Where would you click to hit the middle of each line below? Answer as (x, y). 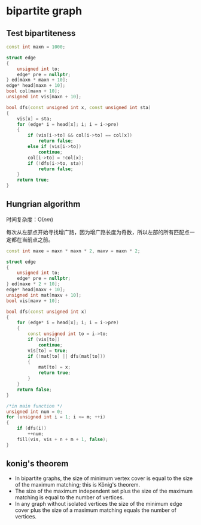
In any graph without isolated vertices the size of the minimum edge (98, 503)
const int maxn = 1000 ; (36, 47)
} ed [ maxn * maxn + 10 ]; (37, 80)
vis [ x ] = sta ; (34, 119)
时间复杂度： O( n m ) (30, 219)
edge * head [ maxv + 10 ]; (36, 290)
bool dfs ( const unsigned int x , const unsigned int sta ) (79, 107)
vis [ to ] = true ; (48, 351)
